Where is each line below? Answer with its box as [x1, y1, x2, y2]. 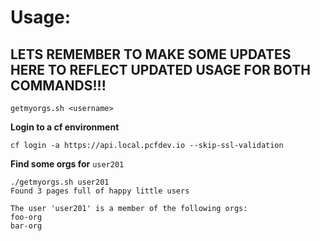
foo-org [10, 212, 43, 222]
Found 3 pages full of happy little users [10, 186, 190, 196]
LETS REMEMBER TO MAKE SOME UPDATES [10, 46, 292, 63]
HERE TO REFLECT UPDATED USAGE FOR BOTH [10, 61, 311, 78]
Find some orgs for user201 [10, 158, 125, 170]
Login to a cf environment [10, 121, 120, 133]
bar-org [10, 221, 43, 231]
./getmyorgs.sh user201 [10, 177, 110, 187]
